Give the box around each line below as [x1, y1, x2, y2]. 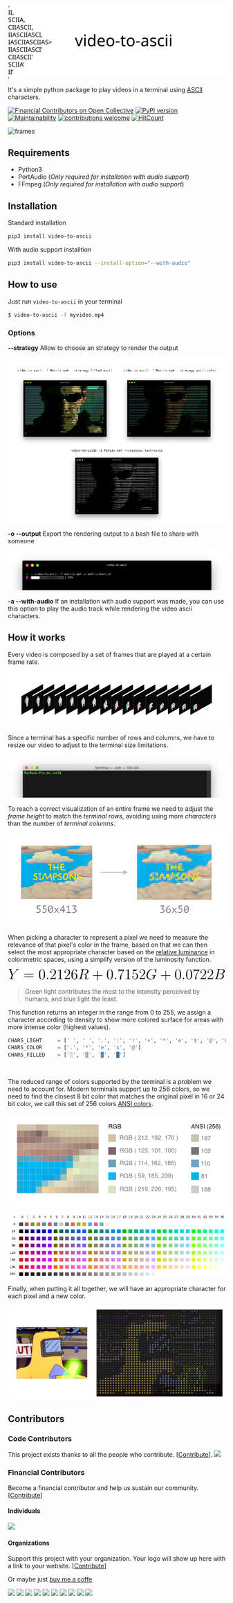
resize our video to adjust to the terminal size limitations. [8, 741, 169, 749]
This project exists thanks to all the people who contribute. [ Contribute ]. [8, 1451, 213, 1459]
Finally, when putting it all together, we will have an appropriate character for [8, 1284, 226, 1293]
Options [8, 328, 35, 338]
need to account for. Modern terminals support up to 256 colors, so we [8, 1085, 210, 1094]
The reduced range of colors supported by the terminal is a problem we [8, 1078, 212, 1086]
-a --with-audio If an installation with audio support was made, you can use [8, 597, 224, 606]
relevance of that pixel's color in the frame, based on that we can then [8, 940, 208, 949]
